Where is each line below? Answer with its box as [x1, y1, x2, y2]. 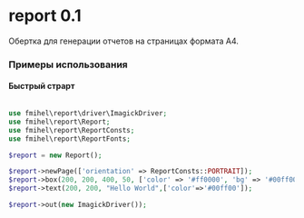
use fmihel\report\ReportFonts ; [8, 134, 131, 144]
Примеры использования [8, 58, 128, 71]
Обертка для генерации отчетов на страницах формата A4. [8, 35, 240, 46]
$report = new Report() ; [8, 151, 103, 160]
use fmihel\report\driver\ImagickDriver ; [8, 109, 168, 118]
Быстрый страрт [8, 81, 75, 92]
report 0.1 [8, 5, 83, 26]
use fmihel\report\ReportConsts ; [8, 125, 135, 134]
